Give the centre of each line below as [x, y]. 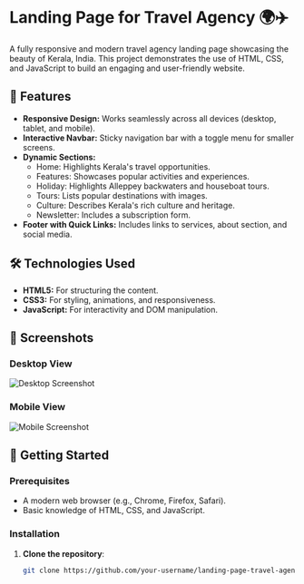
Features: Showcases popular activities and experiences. [142, 176]
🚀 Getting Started [59, 455]
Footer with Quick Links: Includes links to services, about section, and [155, 224]
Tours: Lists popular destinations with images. [122, 195]
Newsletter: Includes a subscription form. [113, 215]
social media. [47, 234]
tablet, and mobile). [59, 128]
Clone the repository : [64, 553]
